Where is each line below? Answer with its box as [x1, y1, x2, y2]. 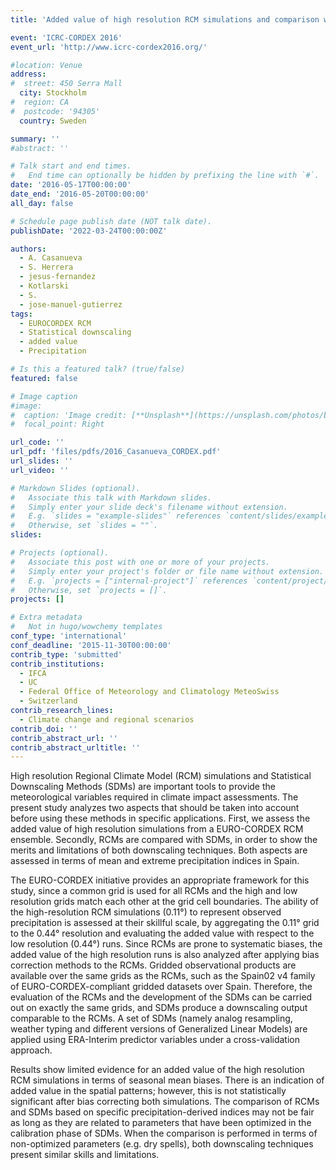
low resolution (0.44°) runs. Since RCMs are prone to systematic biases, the [10, 938, 323, 950]
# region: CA [10, 97, 70, 107]
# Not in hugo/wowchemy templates [10, 622, 163, 632]
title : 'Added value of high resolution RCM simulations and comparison [10, 14, 320, 25]
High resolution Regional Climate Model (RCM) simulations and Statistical [10, 770, 312, 782]
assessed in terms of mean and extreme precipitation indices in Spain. [10, 855, 300, 867]
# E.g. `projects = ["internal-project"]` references [10, 576, 248, 586]
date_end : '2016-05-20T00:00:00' [10, 189, 150, 199]
